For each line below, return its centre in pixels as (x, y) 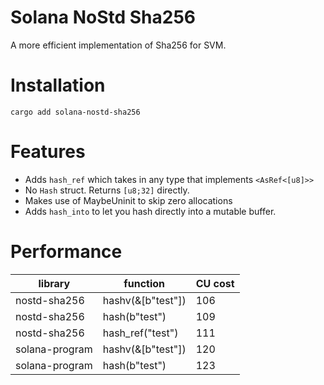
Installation (58, 85)
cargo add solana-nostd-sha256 (75, 112)
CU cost (215, 283)
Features (48, 152)
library (54, 283)
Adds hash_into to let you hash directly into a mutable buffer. (150, 211)
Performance (66, 252)
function (144, 283)
